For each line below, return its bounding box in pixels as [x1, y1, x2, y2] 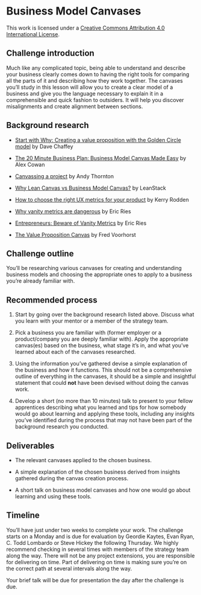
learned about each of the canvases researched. [14, 349, 136, 356]
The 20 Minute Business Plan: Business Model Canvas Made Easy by [14, 154, 187, 161]
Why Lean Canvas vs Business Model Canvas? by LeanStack [14, 184, 167, 191]
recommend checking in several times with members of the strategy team [6, 545, 190, 553]
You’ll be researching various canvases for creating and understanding [6, 265, 182, 272]
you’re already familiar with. [6, 277, 75, 285]
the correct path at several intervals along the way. [6, 565, 132, 572]
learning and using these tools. [14, 493, 92, 500]
